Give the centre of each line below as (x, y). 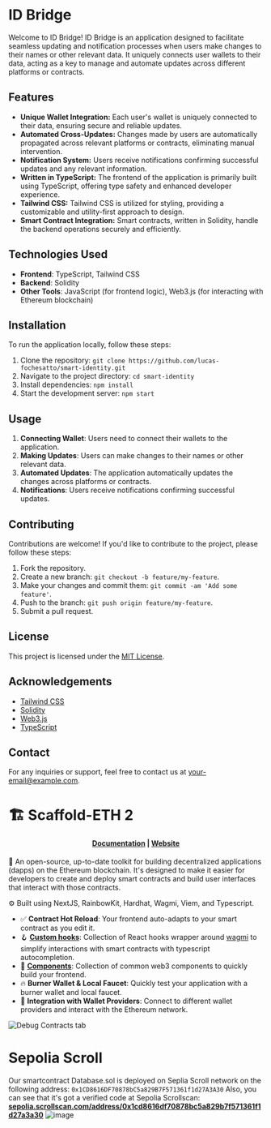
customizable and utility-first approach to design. (102, 212)
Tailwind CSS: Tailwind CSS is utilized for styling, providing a (122, 203)
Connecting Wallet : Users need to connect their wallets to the (124, 439)
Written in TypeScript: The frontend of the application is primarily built (138, 177)
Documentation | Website (136, 843)
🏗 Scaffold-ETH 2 (71, 815)
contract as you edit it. (57, 928)
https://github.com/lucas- (174, 361)
